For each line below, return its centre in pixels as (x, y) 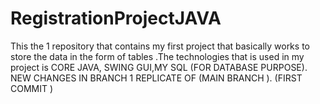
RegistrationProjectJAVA (116, 18)
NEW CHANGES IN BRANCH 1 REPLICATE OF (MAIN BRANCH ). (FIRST (156, 78)
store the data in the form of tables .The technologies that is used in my (157, 56)
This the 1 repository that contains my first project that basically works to (160, 46)
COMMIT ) (32, 88)
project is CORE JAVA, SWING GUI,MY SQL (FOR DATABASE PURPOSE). (159, 67)
